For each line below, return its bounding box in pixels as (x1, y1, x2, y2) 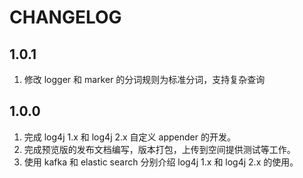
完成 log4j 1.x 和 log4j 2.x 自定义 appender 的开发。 (23, 131, 236, 143)
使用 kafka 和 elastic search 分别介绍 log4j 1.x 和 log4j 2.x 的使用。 (23, 156, 299, 168)
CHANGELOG (9, 6, 122, 29)
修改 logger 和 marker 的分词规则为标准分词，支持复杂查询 (23, 74, 266, 85)
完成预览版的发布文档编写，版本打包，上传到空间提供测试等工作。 (23, 143, 296, 155)
